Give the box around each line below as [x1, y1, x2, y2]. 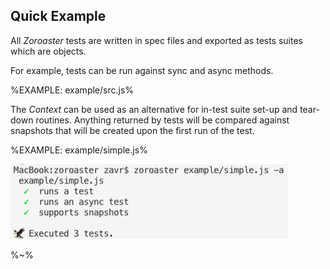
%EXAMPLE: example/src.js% [10, 84, 135, 96]
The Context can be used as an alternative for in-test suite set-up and [10, 103, 298, 115]
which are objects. [10, 45, 87, 57]
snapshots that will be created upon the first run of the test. [10, 124, 255, 136]
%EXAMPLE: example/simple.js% [10, 144, 148, 156]
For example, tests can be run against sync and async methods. [10, 64, 274, 76]
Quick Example [10, 8, 107, 25]
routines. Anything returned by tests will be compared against [35, 114, 290, 126]
